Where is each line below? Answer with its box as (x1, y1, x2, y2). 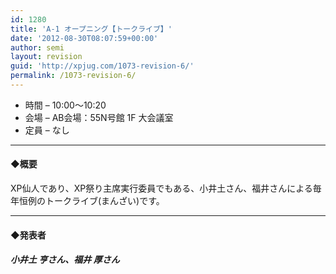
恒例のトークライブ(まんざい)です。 (18, 195, 165, 207)
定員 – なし (24, 124, 70, 136)
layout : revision (10, 52, 83, 62)
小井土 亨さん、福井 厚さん (10, 254, 120, 266)
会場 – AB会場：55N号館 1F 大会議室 (24, 111, 174, 123)
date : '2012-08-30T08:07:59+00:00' (10, 33, 159, 43)
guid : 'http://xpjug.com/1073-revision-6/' (10, 61, 195, 71)
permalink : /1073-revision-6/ (10, 71, 137, 81)
